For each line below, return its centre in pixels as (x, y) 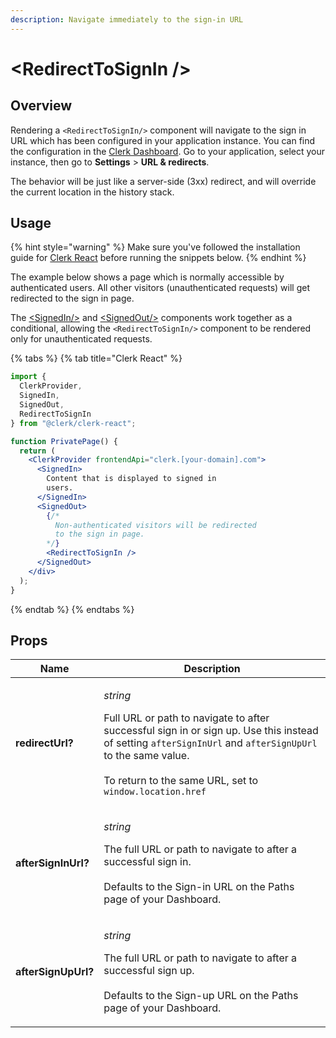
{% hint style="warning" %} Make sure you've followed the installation (155, 247)
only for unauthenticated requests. (81, 339)
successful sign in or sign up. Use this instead (211, 731)
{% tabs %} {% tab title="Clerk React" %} (96, 358)
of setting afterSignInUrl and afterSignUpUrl (210, 743)
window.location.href (155, 792)
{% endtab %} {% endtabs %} (72, 609)
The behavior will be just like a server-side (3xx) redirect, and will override (163, 181)
